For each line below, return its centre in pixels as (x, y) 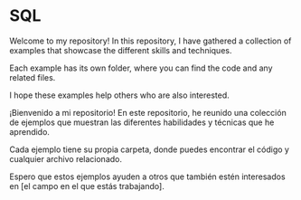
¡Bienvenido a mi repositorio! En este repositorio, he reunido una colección (148, 112)
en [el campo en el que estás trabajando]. (87, 186)
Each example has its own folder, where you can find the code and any (141, 68)
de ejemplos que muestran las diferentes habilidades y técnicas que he (142, 122)
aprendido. (29, 131)
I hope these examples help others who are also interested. (120, 95)
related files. (33, 77)
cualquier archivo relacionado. (66, 158)
